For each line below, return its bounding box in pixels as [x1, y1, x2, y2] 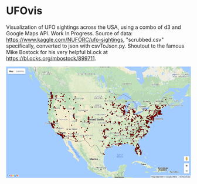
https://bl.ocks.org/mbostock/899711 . [6, 55, 97, 62]
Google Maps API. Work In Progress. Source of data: [6, 29, 133, 36]
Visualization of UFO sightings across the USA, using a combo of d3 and [6, 24, 181, 31]
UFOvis [6, 4, 43, 18]
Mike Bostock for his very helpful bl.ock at [6, 48, 108, 55]
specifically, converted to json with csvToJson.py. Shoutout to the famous [6, 42, 185, 49]
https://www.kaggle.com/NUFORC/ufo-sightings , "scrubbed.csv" [6, 36, 164, 43]
